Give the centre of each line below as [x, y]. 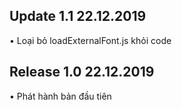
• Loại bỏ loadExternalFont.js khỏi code [90, 40]
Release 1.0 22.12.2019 [82, 72]
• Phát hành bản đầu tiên [60, 96]
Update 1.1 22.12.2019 [78, 16]
